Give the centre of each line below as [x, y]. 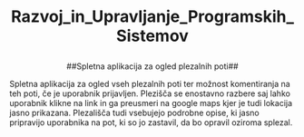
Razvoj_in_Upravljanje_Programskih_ [152, 17]
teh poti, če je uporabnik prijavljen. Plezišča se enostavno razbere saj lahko [150, 93]
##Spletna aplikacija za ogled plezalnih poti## [152, 66]
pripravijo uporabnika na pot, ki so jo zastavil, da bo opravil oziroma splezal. [151, 122]
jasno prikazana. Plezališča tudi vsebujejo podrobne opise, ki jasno [135, 113]
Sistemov [152, 36]
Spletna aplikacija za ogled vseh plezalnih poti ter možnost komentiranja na [150, 84]
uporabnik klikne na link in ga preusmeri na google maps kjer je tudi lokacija [151, 103]
